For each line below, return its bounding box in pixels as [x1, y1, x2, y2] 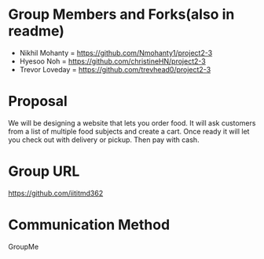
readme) [8, 22, 65, 40]
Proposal [8, 93, 68, 111]
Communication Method [8, 216, 170, 233]
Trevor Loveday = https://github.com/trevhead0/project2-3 [19, 64, 211, 74]
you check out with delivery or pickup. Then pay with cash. [8, 135, 200, 144]
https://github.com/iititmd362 [8, 188, 104, 198]
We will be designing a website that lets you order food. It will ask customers [8, 118, 256, 127]
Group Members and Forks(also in [8, 5, 235, 24]
